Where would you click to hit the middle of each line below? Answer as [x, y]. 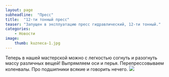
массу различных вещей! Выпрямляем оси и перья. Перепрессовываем [85, 63]
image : [12, 39]
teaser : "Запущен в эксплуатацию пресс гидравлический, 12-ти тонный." [83, 24]
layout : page [19, 10]
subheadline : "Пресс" [29, 15]
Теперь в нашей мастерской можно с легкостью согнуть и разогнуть [81, 58]
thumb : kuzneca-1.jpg [37, 43]
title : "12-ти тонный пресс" [38, 19]
